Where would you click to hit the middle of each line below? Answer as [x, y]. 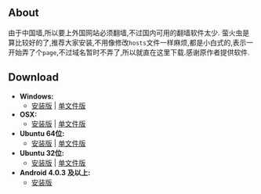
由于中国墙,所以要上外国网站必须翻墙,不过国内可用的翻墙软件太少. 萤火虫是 [129, 32]
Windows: [36, 96]
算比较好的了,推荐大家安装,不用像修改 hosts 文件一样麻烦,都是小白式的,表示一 [130, 42]
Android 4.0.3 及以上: [55, 172]
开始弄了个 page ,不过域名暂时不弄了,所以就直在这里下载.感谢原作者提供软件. [129, 52]
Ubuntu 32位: [42, 153]
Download [33, 77]
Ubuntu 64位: [42, 133]
